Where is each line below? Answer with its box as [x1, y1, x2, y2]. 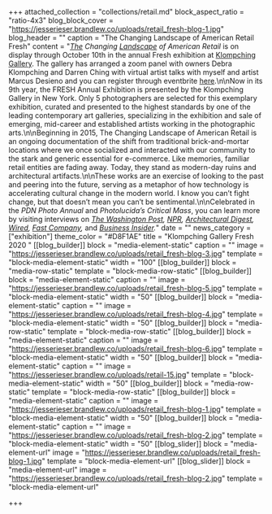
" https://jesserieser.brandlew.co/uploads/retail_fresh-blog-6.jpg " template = [8, 344, 264, 353]
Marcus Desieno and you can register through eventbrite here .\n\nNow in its [8, 76, 263, 85]
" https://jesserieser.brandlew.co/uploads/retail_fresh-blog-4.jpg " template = [8, 309, 264, 319]
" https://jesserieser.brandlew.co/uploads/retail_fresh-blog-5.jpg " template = [8, 284, 264, 293]
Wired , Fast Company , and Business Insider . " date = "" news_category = [8, 223, 252, 233]
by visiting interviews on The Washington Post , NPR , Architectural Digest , [8, 215, 254, 224]
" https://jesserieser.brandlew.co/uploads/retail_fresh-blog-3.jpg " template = [8, 249, 264, 259]
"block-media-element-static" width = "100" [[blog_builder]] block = [8, 258, 237, 267]
